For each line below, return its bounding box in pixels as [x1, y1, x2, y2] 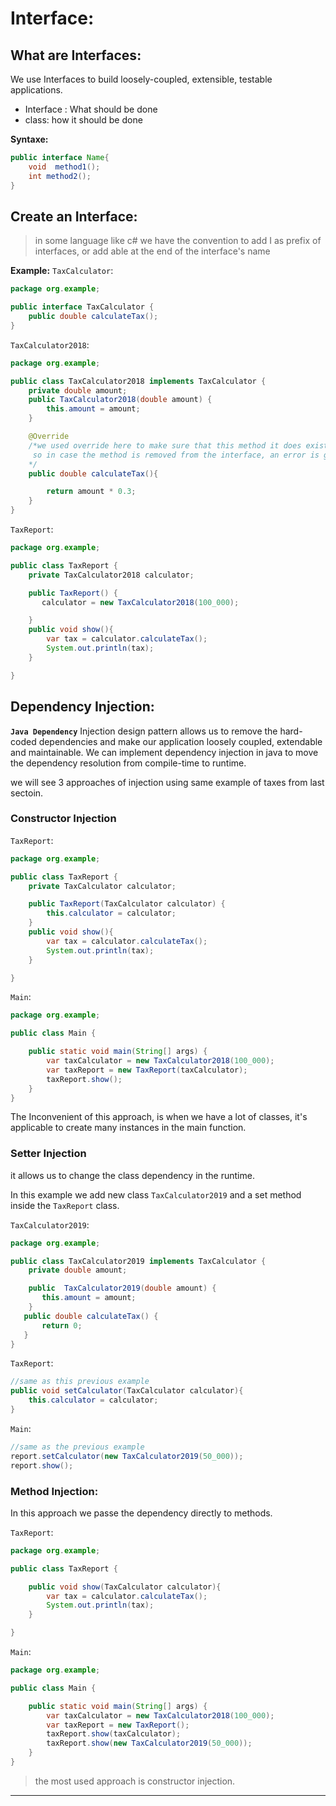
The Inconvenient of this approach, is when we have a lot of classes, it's [10, 1111, 308, 1123]
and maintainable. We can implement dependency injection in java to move [10, 746, 319, 758]
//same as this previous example [10, 1377, 150, 1387]
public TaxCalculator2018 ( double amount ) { [28, 395, 213, 405]
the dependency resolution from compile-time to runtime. [10, 757, 247, 769]
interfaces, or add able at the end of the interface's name [34, 245, 271, 257]
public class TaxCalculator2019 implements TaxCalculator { [10, 1256, 267, 1266]
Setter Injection [10, 1147, 87, 1161]
